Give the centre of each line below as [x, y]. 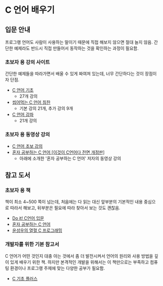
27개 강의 [28, 96]
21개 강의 [28, 121]
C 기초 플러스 [25, 278]
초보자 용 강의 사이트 [27, 62]
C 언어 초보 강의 [27, 146]
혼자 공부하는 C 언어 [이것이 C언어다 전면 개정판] [58, 152]
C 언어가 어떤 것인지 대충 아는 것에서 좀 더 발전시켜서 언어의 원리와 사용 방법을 [79, 256]
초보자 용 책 [18, 190]
